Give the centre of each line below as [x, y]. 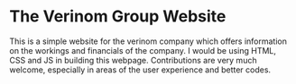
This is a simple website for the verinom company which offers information [148, 41]
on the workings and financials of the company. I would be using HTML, [143, 50]
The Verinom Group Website [118, 17]
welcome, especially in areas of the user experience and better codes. [140, 70]
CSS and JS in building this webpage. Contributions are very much [133, 60]
